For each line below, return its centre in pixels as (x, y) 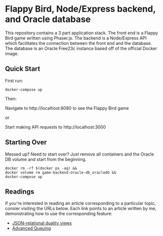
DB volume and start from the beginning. (46, 159)
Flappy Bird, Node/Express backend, (80, 9)
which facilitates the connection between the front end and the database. (79, 43)
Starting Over (26, 142)
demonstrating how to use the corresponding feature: (59, 214)
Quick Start (23, 69)
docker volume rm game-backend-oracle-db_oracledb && (61, 172)
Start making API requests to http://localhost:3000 (55, 127)
